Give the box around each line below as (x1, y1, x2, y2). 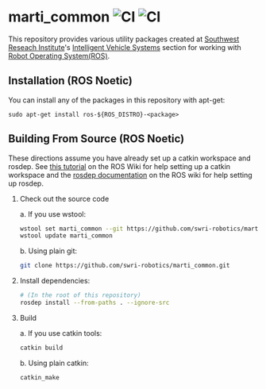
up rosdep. (8, 179, 44, 188)
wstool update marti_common (19, 232, 113, 240)
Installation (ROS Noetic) (8, 74, 133, 87)
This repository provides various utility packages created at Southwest (8, 34, 240, 44)
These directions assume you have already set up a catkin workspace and (8, 153, 252, 163)
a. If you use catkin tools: (19, 328, 102, 337)
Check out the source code (19, 194, 110, 203)
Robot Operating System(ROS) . (8, 51, 110, 60)
